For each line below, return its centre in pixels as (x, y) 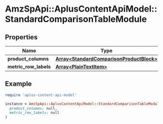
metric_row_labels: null (34, 113)
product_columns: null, (33, 108)
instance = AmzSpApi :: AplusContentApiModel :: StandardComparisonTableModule (83, 104)
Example (18, 84)
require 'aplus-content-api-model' (41, 95)
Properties (21, 37)
